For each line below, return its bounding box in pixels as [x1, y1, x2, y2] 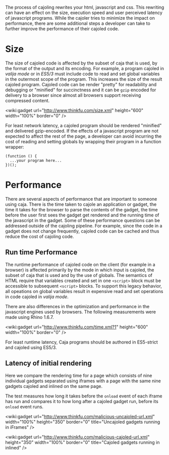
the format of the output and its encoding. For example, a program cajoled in [5, 65, 164, 71]
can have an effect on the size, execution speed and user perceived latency [5, 10, 163, 16]
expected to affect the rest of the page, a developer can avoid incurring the [5, 133, 162, 139]
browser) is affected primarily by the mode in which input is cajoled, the [5, 267, 154, 273]
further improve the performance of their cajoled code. [5, 26, 120, 32]
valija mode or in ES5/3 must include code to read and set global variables [5, 71, 160, 77]
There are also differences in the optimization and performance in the [5, 303, 150, 309]
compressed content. [5, 97, 50, 103]
